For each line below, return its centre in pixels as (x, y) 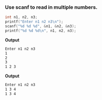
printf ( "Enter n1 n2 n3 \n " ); (34, 22)
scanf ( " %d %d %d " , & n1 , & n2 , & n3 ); (41, 26)
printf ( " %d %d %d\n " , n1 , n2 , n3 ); (41, 30)
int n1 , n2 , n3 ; (21, 17)
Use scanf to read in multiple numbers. (51, 7)
